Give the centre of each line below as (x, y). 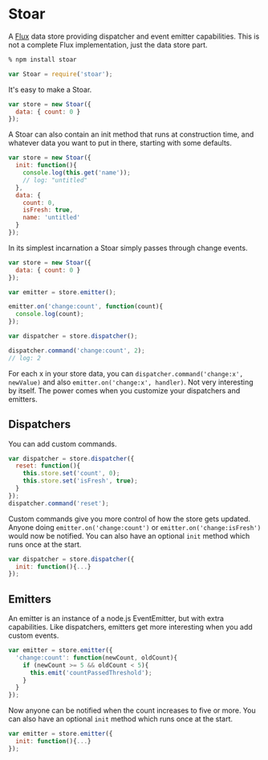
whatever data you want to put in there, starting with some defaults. (120, 143)
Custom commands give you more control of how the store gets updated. (130, 519)
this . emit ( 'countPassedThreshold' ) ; (91, 672)
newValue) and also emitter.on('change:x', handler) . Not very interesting (131, 382)
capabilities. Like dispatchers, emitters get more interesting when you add (130, 627)
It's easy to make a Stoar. (50, 89)
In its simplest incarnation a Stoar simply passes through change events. (128, 248)
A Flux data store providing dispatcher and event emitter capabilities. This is (134, 36)
